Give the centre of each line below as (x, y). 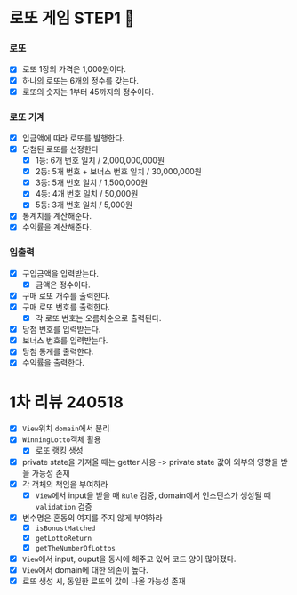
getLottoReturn (63, 538)
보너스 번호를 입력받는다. (65, 341)
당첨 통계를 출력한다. (58, 351)
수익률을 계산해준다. (56, 227)
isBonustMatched (65, 528)
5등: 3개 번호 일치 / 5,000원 (84, 205)
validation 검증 (64, 506)
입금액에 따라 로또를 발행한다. (73, 138)
